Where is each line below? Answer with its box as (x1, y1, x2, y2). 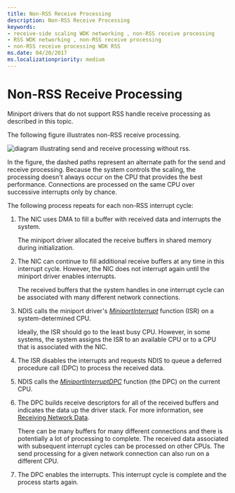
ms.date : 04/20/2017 (7, 50, 68, 57)
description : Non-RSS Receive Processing (7, 17, 130, 24)
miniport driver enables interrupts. (17, 272, 116, 280)
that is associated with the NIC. (17, 342, 108, 351)
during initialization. (17, 243, 75, 251)
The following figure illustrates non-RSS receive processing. (7, 131, 181, 139)
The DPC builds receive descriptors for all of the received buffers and (17, 398, 219, 407)
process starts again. (17, 478, 79, 486)
